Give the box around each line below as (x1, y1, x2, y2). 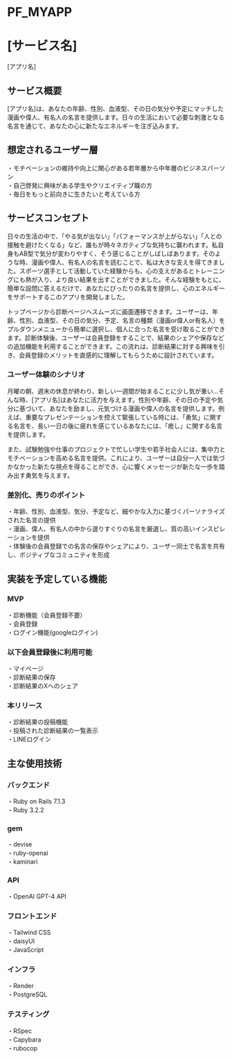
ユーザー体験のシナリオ (7, 369, 85, 379)
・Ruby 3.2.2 (7, 806, 44, 815)
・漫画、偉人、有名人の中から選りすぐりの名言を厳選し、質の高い (7, 525, 195, 533)
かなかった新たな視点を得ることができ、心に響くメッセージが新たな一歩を (7, 462, 220, 471)
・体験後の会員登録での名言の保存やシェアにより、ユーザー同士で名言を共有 (7, 542, 225, 551)
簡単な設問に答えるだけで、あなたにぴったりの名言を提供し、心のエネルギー (7, 284, 226, 292)
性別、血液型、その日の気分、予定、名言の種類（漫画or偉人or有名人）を (19, 316, 226, 324)
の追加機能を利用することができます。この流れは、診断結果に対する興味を (7, 342, 220, 351)
